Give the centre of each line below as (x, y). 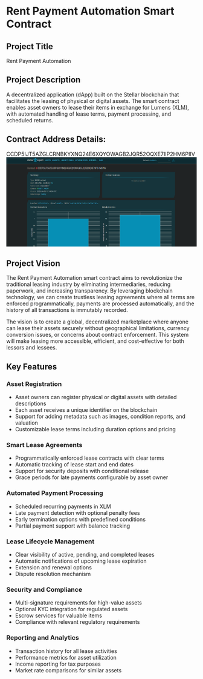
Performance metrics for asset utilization (66, 657)
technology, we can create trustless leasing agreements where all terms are (101, 297)
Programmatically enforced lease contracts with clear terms (89, 458)
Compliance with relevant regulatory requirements (77, 622)
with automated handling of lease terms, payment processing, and (89, 114)
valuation (26, 423)
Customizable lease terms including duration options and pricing (95, 429)
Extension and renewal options (53, 567)
